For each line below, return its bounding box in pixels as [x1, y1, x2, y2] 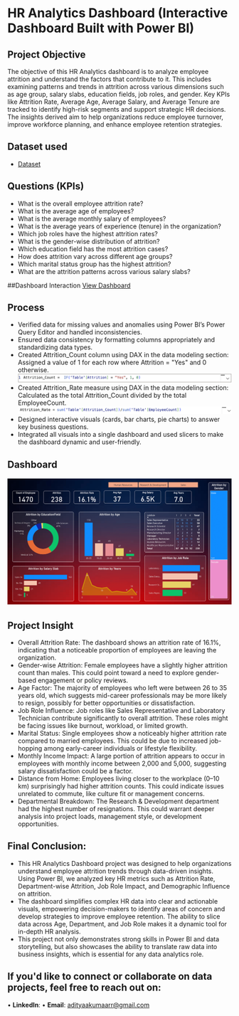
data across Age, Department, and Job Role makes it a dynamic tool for [17, 919, 228, 928]
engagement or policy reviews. [38, 676, 129, 684]
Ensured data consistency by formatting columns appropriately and [17, 336, 216, 344]
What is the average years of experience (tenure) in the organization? [17, 222, 222, 231]
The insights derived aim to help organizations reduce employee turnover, [7, 112, 224, 121]
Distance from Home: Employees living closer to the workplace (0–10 [17, 774, 220, 783]
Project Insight [7, 619, 74, 631]
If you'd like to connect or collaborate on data [7, 970, 213, 983]
